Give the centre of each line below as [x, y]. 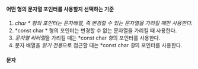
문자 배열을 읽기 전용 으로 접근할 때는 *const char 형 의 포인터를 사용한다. [98, 45]
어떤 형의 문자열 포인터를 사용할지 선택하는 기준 [60, 9]
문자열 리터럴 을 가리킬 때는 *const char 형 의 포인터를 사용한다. [87, 38]
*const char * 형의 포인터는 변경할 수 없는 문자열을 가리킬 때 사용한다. [96, 31]
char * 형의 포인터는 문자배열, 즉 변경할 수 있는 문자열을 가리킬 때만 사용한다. [103, 23]
